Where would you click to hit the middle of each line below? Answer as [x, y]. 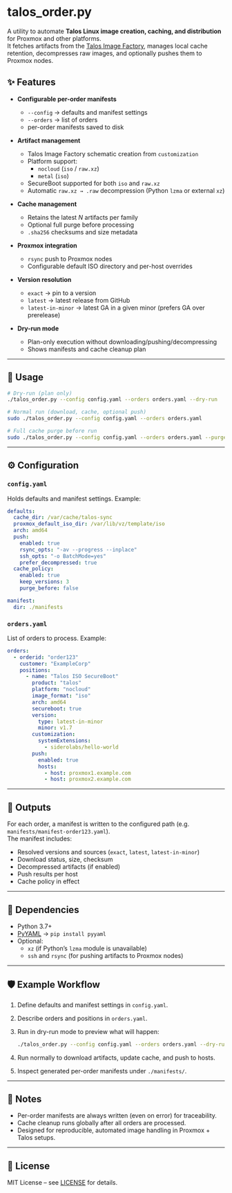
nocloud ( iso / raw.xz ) [69, 168]
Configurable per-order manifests [67, 99]
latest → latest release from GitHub [79, 300]
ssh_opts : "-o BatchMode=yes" [63, 556]
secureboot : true [57, 708]
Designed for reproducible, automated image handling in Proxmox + [114, 1130]
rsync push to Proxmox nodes [70, 259]
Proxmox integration [47, 245]
